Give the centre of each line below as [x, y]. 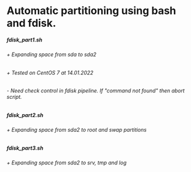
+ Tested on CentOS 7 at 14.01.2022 [50, 73]
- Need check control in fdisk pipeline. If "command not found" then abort [96, 91]
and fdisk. [32, 23]
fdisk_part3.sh [25, 148]
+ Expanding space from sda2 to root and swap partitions [77, 130]
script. [14, 97]
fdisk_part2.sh [25, 115]
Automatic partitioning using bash [91, 11]
